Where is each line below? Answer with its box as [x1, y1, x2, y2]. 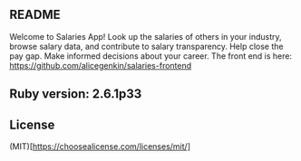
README [9, 7, 61, 23]
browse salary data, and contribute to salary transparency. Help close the [9, 41, 284, 52]
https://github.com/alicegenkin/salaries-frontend [9, 60, 192, 71]
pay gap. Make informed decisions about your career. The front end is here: [9, 50, 293, 62]
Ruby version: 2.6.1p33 [9, 86, 142, 102]
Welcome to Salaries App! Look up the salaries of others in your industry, [9, 31, 283, 42]
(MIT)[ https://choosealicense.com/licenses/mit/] [9, 141, 190, 152]
